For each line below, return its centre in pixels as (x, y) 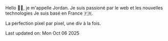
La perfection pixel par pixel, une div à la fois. (53, 23)
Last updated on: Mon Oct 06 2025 (42, 33)
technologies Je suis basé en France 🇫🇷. (49, 13)
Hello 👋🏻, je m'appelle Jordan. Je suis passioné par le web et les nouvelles (84, 8)
